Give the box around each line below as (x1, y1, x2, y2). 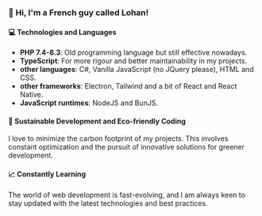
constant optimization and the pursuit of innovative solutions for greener (8, 142, 245, 152)
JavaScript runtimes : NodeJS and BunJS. (19, 98, 159, 108)
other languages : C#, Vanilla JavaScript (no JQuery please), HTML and (19, 65, 254, 74)
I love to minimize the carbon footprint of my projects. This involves (8, 134, 229, 143)
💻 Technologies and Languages (8, 27, 117, 36)
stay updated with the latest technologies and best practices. (8, 198, 208, 208)
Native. (19, 90, 44, 100)
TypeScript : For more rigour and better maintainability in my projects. (19, 56, 248, 66)
